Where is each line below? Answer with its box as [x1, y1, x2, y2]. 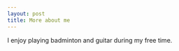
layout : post [7, 10, 45, 17]
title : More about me [7, 17, 71, 24]
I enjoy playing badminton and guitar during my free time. [7, 36, 173, 44]
